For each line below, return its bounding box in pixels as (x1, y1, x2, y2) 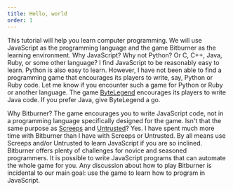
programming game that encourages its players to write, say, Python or (7, 73, 213, 81)
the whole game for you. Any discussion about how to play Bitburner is (7, 161, 212, 169)
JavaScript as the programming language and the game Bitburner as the (7, 43, 216, 52)
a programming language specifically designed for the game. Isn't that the (7, 116, 222, 125)
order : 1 (7, 17, 33, 24)
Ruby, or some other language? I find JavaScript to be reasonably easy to (7, 58, 220, 66)
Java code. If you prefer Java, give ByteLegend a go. (7, 95, 161, 104)
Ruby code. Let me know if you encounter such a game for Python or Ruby (7, 80, 223, 89)
